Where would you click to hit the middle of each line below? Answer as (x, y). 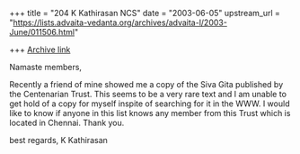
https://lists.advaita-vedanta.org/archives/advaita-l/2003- (120, 23)
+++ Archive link (40, 50)
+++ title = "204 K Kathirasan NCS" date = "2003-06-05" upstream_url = (145, 13)
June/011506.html (42, 32)
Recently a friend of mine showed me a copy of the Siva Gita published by (146, 84)
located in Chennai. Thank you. (67, 122)
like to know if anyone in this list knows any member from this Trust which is (150, 113)
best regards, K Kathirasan (58, 140)
